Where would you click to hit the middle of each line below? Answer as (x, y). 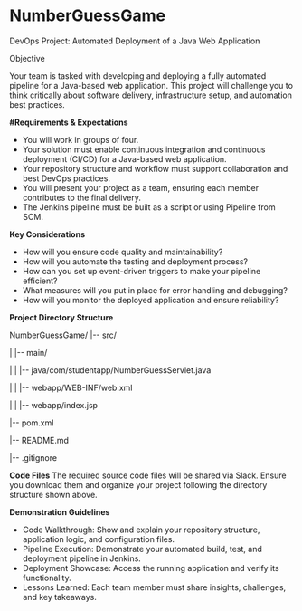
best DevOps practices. (66, 178)
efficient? (40, 281)
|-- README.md (39, 440)
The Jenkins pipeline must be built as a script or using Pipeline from (149, 207)
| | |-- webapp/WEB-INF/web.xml (71, 387)
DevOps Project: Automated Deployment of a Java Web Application (135, 41)
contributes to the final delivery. (82, 197)
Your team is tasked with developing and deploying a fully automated (138, 76)
